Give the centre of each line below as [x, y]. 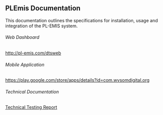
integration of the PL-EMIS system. [42, 26]
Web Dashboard [22, 37]
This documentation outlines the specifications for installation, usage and [81, 20]
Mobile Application [25, 65]
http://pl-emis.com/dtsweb [33, 53]
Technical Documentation [32, 92]
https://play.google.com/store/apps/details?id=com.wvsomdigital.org [77, 80]
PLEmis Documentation [43, 8]
